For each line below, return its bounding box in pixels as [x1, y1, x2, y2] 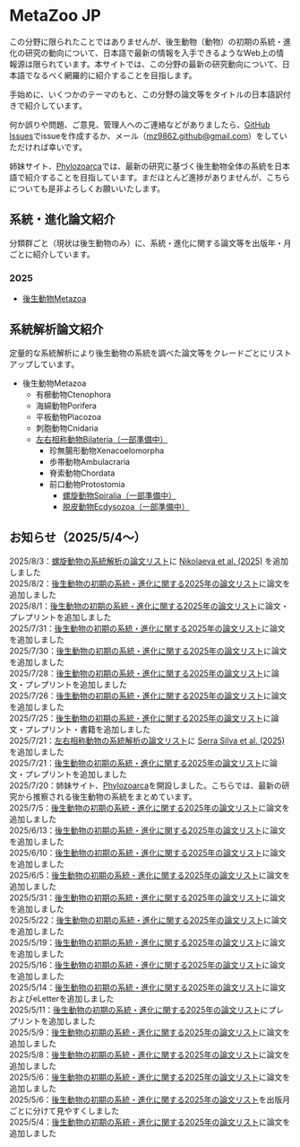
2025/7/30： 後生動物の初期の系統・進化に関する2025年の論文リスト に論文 [9, 645, 287, 656]
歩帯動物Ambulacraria [48, 456, 131, 467]
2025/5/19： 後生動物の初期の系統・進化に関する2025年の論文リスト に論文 [9, 937, 287, 948]
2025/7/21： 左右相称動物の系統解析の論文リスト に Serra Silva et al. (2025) [9, 735, 285, 746]
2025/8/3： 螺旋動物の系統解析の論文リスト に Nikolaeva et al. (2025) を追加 [9, 556, 289, 566]
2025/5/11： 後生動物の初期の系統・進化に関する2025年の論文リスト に [9, 1004, 269, 1015]
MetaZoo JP [9, 5, 101, 26]
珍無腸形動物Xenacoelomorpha [48, 445, 165, 456]
